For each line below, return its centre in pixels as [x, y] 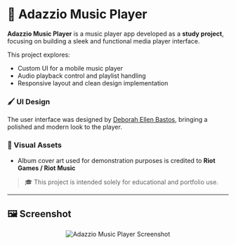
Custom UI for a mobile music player [70, 68]
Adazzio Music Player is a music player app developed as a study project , [116, 34]
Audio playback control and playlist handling [81, 76]
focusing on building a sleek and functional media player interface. [104, 41]
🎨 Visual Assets [34, 145]
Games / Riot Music [46, 168]
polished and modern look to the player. [65, 127]
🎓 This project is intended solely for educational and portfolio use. [122, 182]
